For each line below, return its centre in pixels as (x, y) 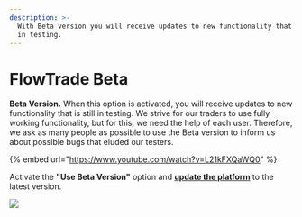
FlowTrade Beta (69, 79)
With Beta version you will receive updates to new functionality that (155, 26)
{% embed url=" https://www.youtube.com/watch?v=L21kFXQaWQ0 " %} (143, 159)
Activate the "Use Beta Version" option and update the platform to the (142, 177)
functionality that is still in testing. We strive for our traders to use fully (140, 113)
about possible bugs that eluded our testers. (92, 142)
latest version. (36, 186)
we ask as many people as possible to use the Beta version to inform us (142, 132)
